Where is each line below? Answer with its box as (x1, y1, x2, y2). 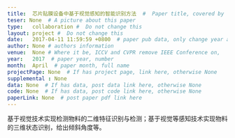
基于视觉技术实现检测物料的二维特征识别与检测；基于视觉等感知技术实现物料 (7, 114, 228, 123)
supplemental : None (7, 75, 68, 82)
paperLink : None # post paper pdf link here (7, 95, 142, 102)
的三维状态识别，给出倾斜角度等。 (7, 123, 106, 131)
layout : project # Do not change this (7, 29, 124, 37)
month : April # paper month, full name (7, 62, 130, 69)
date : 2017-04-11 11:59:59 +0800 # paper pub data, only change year (7, 36, 224, 43)
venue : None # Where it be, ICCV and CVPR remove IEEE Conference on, (7, 49, 220, 56)
